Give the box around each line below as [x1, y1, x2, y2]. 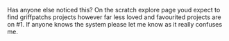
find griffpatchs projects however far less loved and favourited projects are [7, 13, 221, 21]
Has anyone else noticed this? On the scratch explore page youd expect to [7, 6, 221, 14]
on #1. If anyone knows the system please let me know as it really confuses [7, 20, 223, 28]
